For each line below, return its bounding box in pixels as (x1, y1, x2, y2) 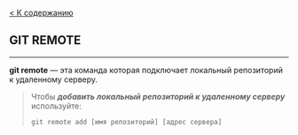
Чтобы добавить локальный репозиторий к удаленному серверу (30, 91, 286, 101)
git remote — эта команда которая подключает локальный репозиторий (9, 64, 284, 75)
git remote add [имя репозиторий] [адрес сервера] (30, 117, 223, 126)
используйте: (30, 101, 82, 111)
